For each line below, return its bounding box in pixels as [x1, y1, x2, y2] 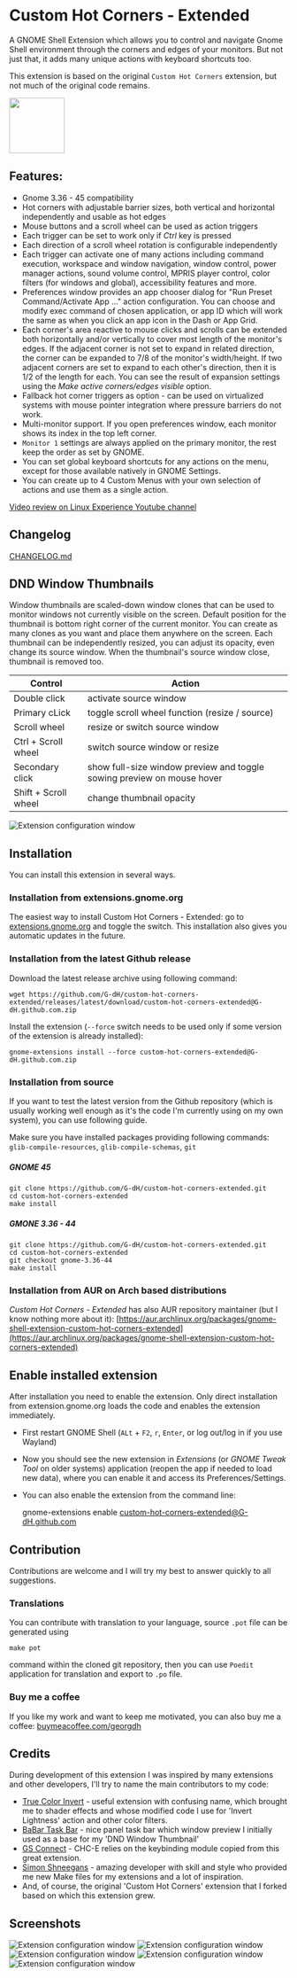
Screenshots [9, 1916, 81, 1931]
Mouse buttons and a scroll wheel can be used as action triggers [21, 221, 259, 231]
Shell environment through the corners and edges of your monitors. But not [9, 43, 284, 54]
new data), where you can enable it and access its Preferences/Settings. [21, 1473, 286, 1483]
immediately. [9, 1410, 56, 1421]
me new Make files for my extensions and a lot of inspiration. [21, 1872, 244, 1882]
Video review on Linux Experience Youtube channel [9, 502, 197, 512]
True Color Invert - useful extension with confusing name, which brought [21, 1796, 287, 1807]
